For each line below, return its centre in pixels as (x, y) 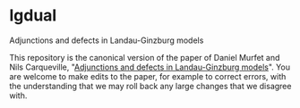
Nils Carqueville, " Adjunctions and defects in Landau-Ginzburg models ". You (150, 67)
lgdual (33, 16)
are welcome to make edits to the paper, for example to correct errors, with (148, 76)
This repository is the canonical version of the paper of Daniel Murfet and (145, 57)
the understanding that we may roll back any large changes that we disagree (150, 86)
